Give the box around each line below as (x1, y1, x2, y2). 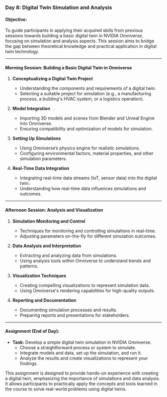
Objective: (5, 16, 27, 22)
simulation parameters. (19, 156, 67, 162)
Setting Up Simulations (12, 135, 61, 141)
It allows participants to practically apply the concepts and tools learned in (5, 381, 158, 387)
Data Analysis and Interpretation (12, 243, 81, 249)
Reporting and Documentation (12, 297, 77, 303)
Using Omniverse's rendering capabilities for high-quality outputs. (19, 287, 156, 293)
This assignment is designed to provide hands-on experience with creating (5, 370, 159, 376)
